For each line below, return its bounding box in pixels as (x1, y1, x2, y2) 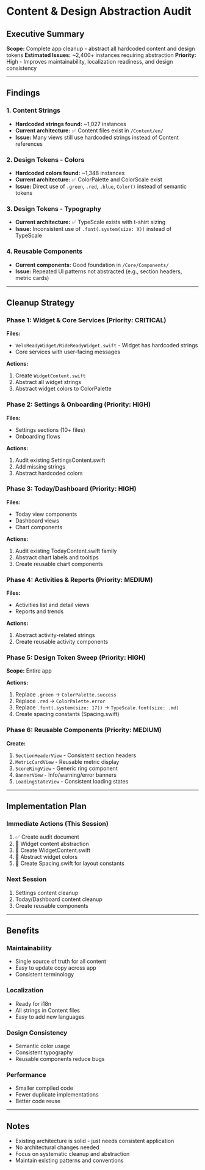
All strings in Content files (15, 1006, 81, 1014)
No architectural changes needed (15, 1144, 99, 1151)
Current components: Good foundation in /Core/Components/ (15, 261, 169, 268)
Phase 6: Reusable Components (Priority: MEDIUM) (6, 726, 162, 734)
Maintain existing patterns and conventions (15, 1157, 124, 1164)
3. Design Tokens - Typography (6, 204, 102, 213)
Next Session (6, 875, 47, 883)
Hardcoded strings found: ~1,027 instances (15, 120, 126, 127)
